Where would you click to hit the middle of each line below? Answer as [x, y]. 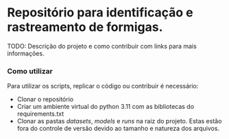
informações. [26, 53]
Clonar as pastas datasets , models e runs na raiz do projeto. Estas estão [119, 121]
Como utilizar [30, 71]
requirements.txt [40, 114]
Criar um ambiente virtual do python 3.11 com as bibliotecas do [105, 107]
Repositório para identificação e [100, 13]
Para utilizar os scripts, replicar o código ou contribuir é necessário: [103, 86]
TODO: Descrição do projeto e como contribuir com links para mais [102, 46]
